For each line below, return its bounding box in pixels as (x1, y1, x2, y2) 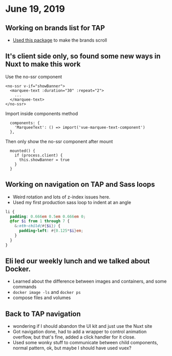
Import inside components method (5, 110, 78, 116)
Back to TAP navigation (5, 309, 81, 318)
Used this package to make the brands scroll (12, 37, 107, 43)
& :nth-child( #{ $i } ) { (14, 224, 60, 229)
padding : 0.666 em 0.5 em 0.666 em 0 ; (10, 214, 86, 219)
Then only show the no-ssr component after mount (5, 138, 113, 144)
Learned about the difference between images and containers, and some (12, 278, 167, 285)
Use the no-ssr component (5, 73, 62, 80)
